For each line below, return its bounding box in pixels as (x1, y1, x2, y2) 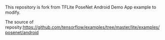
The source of (5, 19, 34, 25)
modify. (5, 9, 21, 15)
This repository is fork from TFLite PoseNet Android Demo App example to (5, 4, 157, 10)
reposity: (5, 24, 23, 30)
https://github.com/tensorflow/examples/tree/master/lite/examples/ (23, 24, 160, 30)
